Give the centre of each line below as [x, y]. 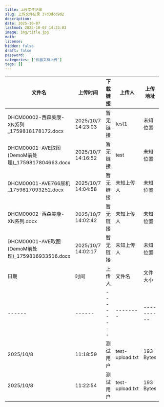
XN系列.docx [22, 222]
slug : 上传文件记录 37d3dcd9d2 [35, 14]
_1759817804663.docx [42, 163]
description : [18, 19]
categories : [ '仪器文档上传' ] [33, 60]
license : [14, 42]
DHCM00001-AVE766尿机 [39, 183]
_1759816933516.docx [42, 256]
